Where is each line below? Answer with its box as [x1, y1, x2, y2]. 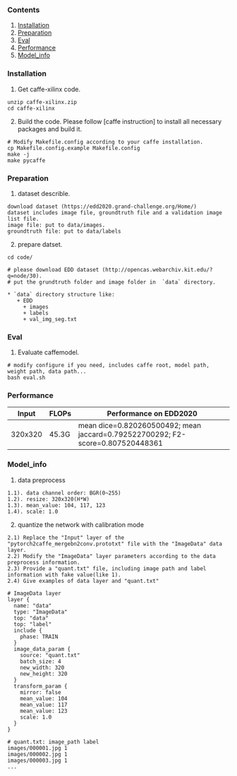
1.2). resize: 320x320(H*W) [7, 495, 90, 503]
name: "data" [13, 602, 52, 609]
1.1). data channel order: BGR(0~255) [7, 490, 121, 497]
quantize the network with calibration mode [17, 520, 145, 528]
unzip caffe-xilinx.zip [7, 98, 78, 105]
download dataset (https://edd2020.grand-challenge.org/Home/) [7, 203, 197, 210]
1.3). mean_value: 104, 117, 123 [7, 502, 106, 509]
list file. [7, 215, 39, 222]
